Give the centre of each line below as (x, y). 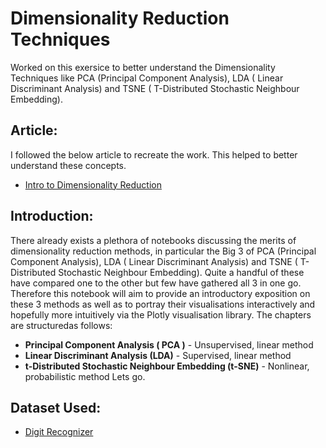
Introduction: (52, 216)
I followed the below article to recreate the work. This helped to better (154, 154)
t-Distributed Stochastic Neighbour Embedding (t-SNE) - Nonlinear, (167, 366)
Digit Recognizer (59, 432)
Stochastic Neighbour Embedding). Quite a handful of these (181, 272)
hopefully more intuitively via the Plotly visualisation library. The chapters (161, 314)
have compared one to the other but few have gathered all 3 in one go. (156, 283)
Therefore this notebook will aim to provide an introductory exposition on (160, 293)
